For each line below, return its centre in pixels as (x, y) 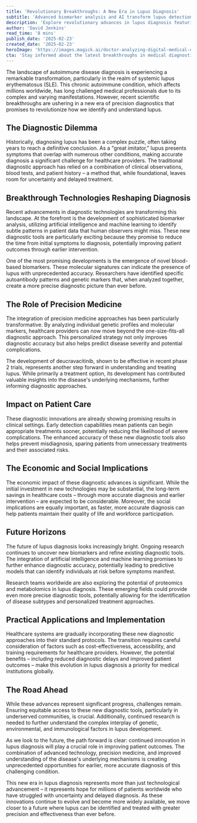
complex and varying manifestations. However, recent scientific (83, 97)
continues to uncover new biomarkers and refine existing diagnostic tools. (95, 552)
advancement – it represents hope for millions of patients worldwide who (94, 789)
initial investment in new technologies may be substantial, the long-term (93, 489)
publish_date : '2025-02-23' (40, 39)
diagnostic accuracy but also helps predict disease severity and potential (94, 344)
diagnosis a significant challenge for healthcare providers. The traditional (94, 161)
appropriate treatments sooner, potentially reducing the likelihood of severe (97, 431)
